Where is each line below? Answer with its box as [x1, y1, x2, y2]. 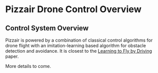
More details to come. [5, 63, 51, 69]
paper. [5, 53, 19, 59]
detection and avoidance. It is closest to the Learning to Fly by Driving [5, 48, 152, 54]
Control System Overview [5, 24, 89, 32]
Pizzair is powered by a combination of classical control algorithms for [5, 37, 153, 43]
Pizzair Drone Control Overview [5, 4, 142, 15]
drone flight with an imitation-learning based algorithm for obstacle [5, 43, 146, 49]
